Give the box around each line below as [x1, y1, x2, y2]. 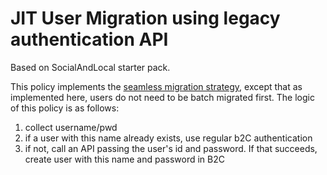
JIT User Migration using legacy [10, 7, 281, 30]
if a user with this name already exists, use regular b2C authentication [24, 132, 313, 144]
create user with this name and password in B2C [24, 153, 225, 165]
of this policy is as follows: [10, 102, 120, 114]
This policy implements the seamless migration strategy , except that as [10, 80, 303, 92]
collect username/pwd [24, 121, 118, 133]
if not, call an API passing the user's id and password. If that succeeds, [24, 142, 318, 154]
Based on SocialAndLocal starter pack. [10, 61, 171, 73]
